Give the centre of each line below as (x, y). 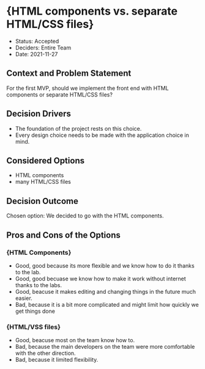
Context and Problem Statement (69, 74)
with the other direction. (45, 353)
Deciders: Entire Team (43, 48)
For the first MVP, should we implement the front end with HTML (88, 88)
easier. (24, 298)
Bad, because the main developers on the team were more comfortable (105, 347)
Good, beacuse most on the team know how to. (75, 340)
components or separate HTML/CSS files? (60, 94)
